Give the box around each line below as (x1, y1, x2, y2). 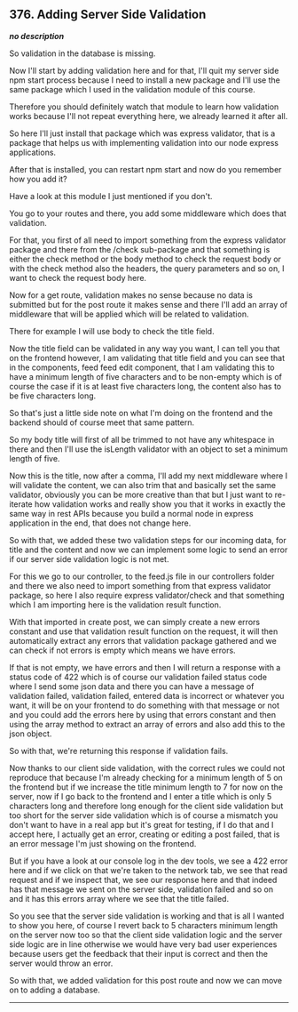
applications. (9, 147, 56, 157)
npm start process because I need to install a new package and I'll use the (9, 75, 281, 85)
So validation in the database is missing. (9, 48, 156, 59)
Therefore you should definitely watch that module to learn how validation (9, 101, 279, 112)
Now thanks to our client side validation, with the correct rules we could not (9, 762, 286, 773)
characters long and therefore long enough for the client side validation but (9, 800, 284, 811)
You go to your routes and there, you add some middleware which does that (9, 208, 286, 219)
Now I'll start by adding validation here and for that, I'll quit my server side (9, 65, 279, 76)
